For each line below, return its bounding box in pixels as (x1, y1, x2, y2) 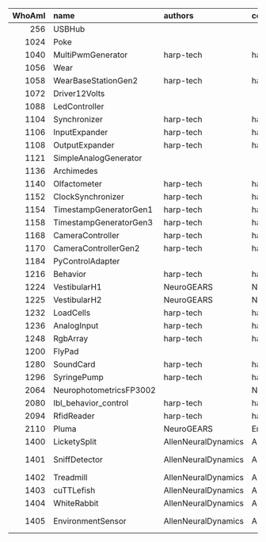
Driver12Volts (52, 88, 105, 98)
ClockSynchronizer (52, 191, 124, 202)
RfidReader (52, 410, 95, 421)
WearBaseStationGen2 (52, 75, 139, 86)
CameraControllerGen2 (52, 243, 140, 253)
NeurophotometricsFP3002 (52, 385, 156, 395)
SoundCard (52, 359, 96, 370)
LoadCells (52, 307, 91, 318)
